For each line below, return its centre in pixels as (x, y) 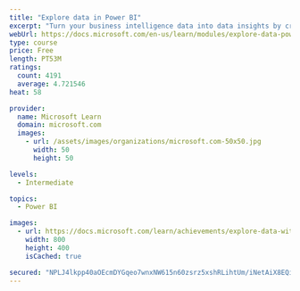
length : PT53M (36, 59)
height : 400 (47, 248)
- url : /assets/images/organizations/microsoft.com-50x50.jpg (143, 142)
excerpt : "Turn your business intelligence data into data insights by (145, 26)
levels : (24, 174)
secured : (25, 272)
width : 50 (51, 150)
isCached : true (54, 256)
